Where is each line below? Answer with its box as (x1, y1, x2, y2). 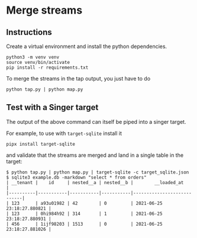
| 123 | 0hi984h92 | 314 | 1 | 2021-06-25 (6, 211, 163, 217)
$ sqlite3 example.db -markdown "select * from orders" (6, 174, 147, 181)
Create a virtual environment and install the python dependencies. (6, 43, 167, 50)
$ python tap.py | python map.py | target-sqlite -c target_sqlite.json (6, 169, 189, 175)
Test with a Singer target (6, 102, 99, 112)
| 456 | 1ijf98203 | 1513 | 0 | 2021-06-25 (6, 221, 163, 227)
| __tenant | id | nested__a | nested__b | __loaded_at (6, 179, 184, 185)
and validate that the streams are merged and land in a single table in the (6, 152, 184, 159)
